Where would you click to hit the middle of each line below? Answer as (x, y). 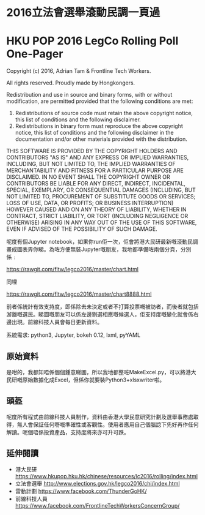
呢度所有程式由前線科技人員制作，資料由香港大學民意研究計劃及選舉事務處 (100, 416)
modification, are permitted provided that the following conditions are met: (100, 101)
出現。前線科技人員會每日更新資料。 (57, 322)
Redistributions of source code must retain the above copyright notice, (104, 113)
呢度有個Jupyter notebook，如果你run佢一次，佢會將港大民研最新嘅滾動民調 (102, 242)
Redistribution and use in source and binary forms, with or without (89, 95)
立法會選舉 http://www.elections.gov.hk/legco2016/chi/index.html (97, 483)
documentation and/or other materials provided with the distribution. (101, 139)
